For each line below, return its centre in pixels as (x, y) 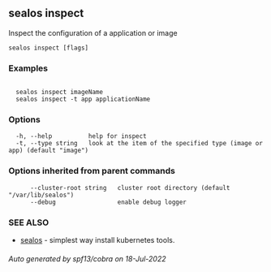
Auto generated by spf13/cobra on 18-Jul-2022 (87, 258)
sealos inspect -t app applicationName (83, 99)
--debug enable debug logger (108, 202)
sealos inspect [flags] (49, 48)
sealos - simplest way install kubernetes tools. (97, 240)
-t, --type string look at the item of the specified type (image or (140, 144)
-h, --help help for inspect (82, 136)
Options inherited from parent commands (92, 171)
